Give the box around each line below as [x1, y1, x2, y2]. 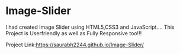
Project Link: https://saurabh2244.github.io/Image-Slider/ [5, 41, 144, 48]
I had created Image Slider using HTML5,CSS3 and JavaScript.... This [5, 23, 175, 31]
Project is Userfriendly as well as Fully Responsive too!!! [5, 29, 142, 36]
